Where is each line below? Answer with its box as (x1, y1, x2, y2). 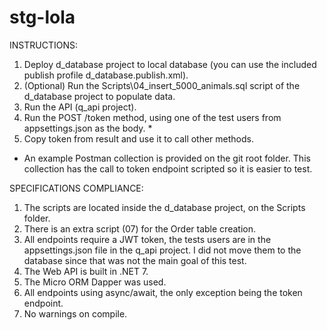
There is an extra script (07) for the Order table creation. (23, 222, 256, 235)
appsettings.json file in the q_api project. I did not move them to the (23, 244, 302, 256)
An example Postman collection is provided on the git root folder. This (23, 152, 311, 164)
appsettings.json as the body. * (23, 122, 153, 134)
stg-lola (9, 6, 76, 29)
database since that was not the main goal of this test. (23, 254, 247, 266)
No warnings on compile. (23, 307, 128, 320)
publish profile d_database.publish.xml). (23, 69, 189, 81)
